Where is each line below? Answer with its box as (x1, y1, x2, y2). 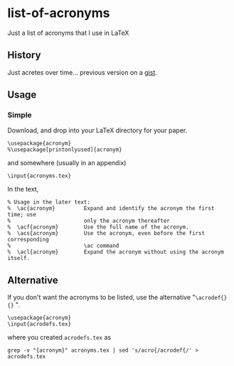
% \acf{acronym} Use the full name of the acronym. (7, 224, 190, 231)
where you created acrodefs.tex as (7, 333, 112, 342)
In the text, (7, 185, 39, 194)
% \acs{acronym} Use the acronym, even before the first (7, 230, 205, 237)
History (7, 49, 41, 61)
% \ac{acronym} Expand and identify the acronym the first (7, 205, 215, 212)
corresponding (7, 236, 50, 244)
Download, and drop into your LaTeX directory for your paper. (7, 126, 188, 135)
